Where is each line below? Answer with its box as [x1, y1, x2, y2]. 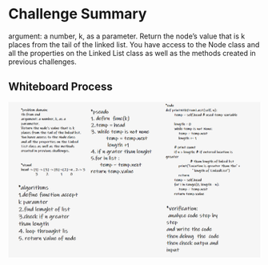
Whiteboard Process [8, 80, 114, 94]
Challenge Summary [8, 5, 147, 23]
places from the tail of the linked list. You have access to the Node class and [8, 39, 260, 49]
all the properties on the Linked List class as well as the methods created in [8, 48, 256, 58]
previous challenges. [8, 57, 78, 66]
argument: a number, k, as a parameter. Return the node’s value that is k [8, 31, 246, 41]
